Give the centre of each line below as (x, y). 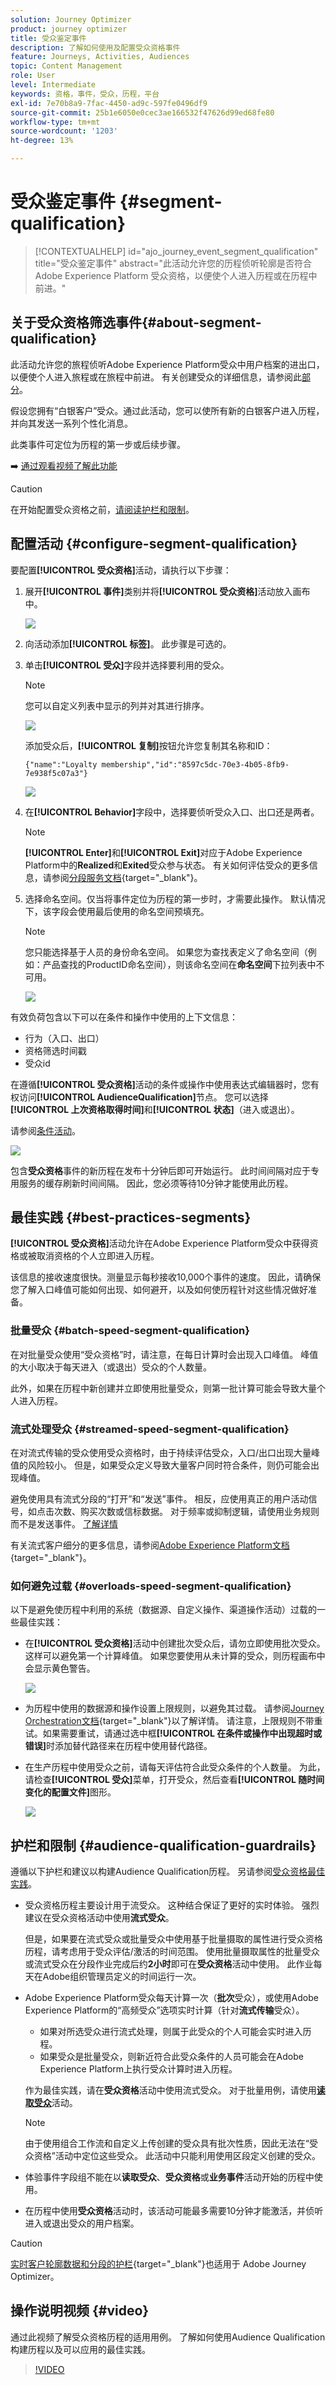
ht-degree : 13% (42, 141)
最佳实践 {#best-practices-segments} (131, 1217)
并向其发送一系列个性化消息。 (71, 423)
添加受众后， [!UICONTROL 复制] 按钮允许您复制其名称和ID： (148, 745)
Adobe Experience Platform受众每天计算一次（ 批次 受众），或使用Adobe (171, 1998)
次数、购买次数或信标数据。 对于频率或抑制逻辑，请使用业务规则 (186, 1511)
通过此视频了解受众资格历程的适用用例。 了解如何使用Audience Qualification (168, 2337)
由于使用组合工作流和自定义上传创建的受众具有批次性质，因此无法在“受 (171, 2143)
